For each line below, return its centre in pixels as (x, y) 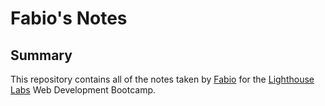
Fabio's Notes (69, 18)
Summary (41, 55)
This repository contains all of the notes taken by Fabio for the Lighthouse (162, 79)
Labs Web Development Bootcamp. (83, 90)
